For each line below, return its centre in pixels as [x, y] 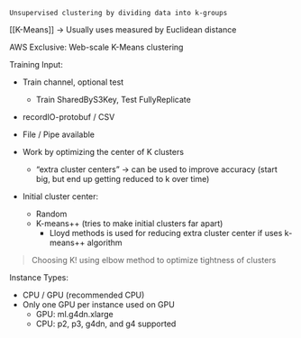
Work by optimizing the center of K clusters [103, 152]
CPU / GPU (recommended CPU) [83, 295]
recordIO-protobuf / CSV [68, 117]
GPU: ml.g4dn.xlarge [75, 314]
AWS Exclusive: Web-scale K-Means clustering [96, 47]
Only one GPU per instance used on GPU [99, 305]
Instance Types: [39, 278]
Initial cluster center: [60, 196]
